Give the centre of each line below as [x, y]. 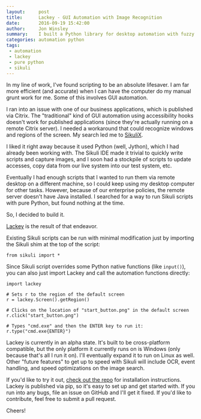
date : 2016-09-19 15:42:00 [48, 23]
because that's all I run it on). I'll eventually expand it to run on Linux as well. [100, 355]
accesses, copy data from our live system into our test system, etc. [89, 166]
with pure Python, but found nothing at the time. [65, 203]
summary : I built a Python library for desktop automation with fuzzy [100, 34]
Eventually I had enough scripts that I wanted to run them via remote [91, 178]
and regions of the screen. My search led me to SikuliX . [75, 135]
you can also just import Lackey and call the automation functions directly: [98, 273]
